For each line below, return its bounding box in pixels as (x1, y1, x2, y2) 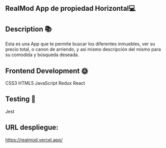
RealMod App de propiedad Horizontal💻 (5, 4, 136, 13)
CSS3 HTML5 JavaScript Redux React (5, 80, 86, 86)
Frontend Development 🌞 (5, 66, 88, 75)
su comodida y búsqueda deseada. (5, 52, 79, 58)
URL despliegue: (5, 123, 59, 132)
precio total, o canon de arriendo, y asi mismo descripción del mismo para (5, 46, 161, 53)
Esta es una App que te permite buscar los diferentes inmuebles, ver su (5, 41, 155, 47)
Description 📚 (5, 24, 52, 33)
